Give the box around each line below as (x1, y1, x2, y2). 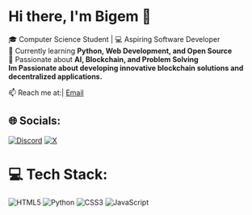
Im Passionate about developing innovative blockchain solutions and (8, 63, 244, 72)
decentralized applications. (8, 72, 103, 81)
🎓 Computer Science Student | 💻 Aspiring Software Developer (8, 34, 220, 43)
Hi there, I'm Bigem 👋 (8, 7, 152, 26)
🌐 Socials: (8, 114, 61, 128)
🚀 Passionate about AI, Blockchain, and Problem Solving (8, 54, 199, 64)
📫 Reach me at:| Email (8, 88, 84, 97)
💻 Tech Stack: (8, 165, 108, 184)
